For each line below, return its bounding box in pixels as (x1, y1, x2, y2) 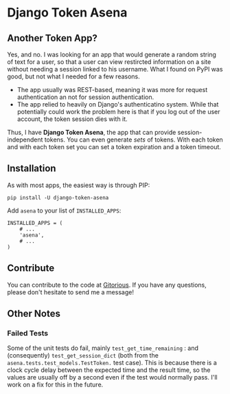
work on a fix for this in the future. (7, 380, 104, 389)
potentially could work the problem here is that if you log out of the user (16, 108, 221, 116)
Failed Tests (7, 328, 49, 338)
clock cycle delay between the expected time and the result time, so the (7, 366, 211, 374)
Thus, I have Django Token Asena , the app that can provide (7, 129, 176, 136)
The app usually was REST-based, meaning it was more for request (16, 86, 208, 94)
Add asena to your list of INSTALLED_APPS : (7, 206, 122, 215)
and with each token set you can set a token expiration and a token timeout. (7, 143, 222, 151)
